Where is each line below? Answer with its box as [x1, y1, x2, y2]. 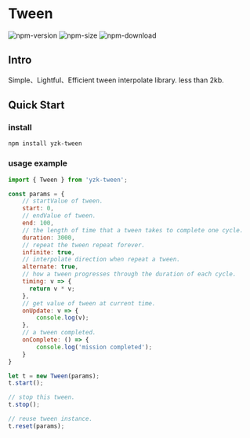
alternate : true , [22, 263, 79, 271]
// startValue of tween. [22, 197, 103, 205]
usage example [8, 158, 68, 169]
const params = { [8, 190, 65, 198]
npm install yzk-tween [8, 140, 82, 148]
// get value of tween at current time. [22, 299, 156, 307]
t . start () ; [8, 379, 44, 387]
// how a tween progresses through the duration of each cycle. [22, 270, 237, 279]
